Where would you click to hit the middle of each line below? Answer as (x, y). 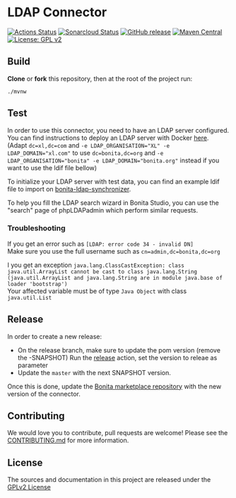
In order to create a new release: (55, 336)
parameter (33, 365)
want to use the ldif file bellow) (52, 167)
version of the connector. (44, 393)
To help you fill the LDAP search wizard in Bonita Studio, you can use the (113, 203)
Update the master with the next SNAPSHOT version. (94, 372)
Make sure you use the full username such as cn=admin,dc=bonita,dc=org (114, 251)
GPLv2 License (29, 487)
